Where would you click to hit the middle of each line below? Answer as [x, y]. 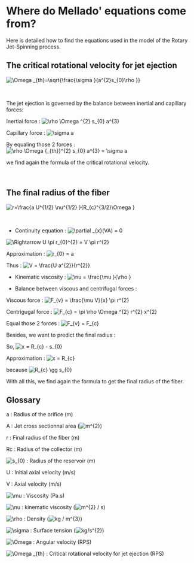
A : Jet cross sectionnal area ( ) [54, 426]
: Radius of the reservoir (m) [61, 461]
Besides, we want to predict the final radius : [61, 335]
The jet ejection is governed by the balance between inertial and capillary [96, 103]
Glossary [23, 400]
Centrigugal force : [29, 311]
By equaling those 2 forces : [41, 144]
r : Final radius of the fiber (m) [43, 438]
